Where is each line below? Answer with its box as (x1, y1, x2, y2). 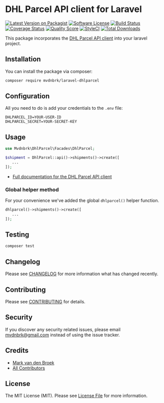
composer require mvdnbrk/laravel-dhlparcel (5, 78, 99, 83)
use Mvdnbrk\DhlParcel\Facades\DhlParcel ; (5, 146, 95, 151)
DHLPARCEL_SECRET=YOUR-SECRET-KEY (5, 119, 77, 124)
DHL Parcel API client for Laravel (5, 4, 142, 15)
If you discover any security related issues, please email (5, 326, 121, 332)
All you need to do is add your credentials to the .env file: (5, 105, 123, 111)
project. (5, 40, 21, 46)
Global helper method (5, 186, 59, 193)
